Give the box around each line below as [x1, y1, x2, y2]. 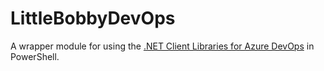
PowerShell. [10, 50, 60, 62]
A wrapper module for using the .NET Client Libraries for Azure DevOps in [10, 40, 315, 52]
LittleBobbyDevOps [10, 7, 176, 30]
